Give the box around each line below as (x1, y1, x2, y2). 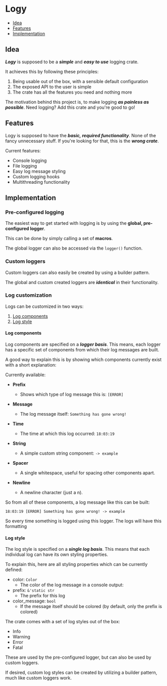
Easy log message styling (12, 168, 66, 174)
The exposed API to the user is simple (12, 84, 92, 90)
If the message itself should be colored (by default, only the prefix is (20, 603, 162, 610)
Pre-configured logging (5, 209, 64, 216)
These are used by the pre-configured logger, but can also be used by (5, 654, 151, 661)
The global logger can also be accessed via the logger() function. (5, 245, 143, 251)
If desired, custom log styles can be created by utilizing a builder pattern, (5, 669, 157, 676)
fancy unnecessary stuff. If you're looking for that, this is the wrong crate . (5, 138, 159, 144)
